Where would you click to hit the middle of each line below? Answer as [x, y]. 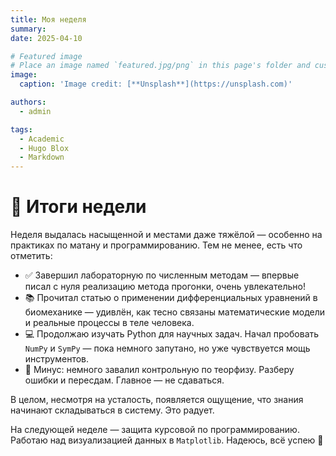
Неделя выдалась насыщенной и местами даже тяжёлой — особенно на [166, 235]
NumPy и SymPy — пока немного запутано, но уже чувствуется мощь [167, 348]
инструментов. [57, 359]
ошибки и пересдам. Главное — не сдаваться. [124, 380]
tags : [21, 129]
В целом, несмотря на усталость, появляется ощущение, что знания [157, 400]
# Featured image [46, 56]
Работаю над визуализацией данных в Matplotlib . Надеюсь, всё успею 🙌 [167, 440]
